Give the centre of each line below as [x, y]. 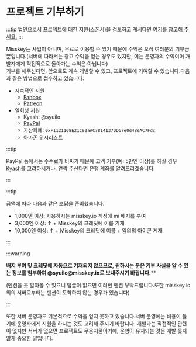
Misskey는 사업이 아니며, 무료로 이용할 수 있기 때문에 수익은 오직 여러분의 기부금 [98, 49]
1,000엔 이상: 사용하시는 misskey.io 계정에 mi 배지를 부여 [80, 216]
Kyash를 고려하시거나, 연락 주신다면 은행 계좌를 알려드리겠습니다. [80, 168]
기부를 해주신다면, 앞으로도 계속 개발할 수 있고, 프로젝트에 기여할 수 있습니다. [93, 71]
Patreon [33, 103]
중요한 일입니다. [35, 338]
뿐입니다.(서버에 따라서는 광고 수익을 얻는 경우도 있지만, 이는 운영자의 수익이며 [95, 56]
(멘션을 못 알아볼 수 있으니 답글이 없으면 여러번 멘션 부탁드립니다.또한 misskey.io [98, 285]
